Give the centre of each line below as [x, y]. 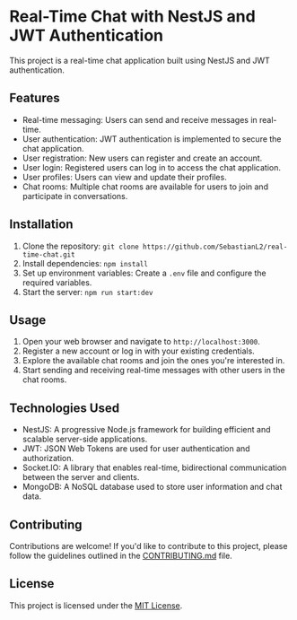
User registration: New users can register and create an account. [142, 158]
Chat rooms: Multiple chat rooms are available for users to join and [145, 187]
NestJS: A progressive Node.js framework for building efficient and [146, 430]
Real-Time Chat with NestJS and [132, 17]
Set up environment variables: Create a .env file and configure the [144, 273]
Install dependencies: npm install [85, 263]
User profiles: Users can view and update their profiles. [124, 177]
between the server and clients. [81, 477]
